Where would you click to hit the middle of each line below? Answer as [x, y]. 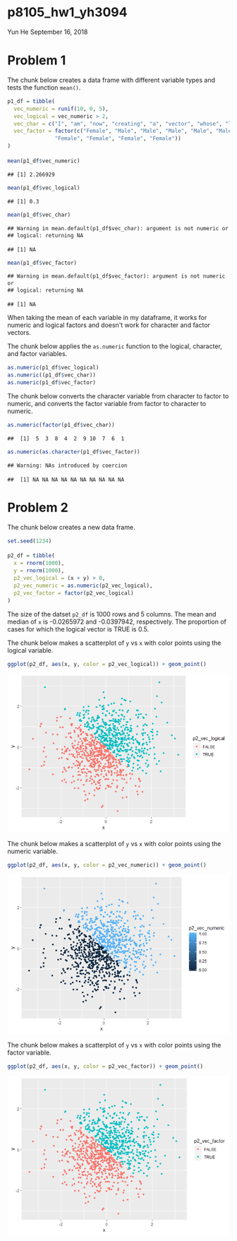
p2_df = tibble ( [31, 556]
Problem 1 [37, 60]
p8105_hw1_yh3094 [67, 12]
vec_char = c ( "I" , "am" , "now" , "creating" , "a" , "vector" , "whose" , [118, 124]
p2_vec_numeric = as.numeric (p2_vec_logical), [83, 586]
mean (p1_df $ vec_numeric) [44, 161]
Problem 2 [38, 507]
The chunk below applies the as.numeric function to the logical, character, [115, 346]
